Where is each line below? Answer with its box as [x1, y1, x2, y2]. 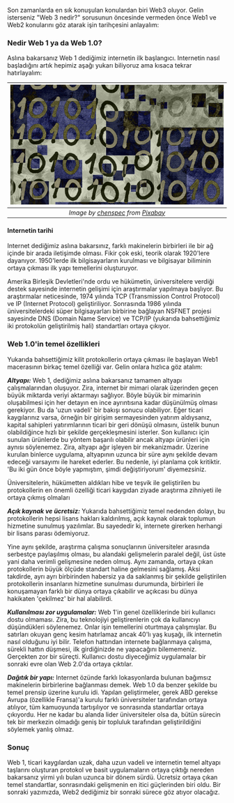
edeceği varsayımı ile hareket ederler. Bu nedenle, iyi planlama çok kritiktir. [7, 457, 221, 466]
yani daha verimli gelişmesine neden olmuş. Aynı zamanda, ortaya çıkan [7, 557, 214, 565]
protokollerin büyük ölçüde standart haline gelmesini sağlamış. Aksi [7, 565, 201, 573]
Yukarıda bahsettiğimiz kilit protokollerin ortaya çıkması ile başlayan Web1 [7, 355, 218, 363]
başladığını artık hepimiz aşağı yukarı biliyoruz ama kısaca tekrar [7, 61, 192, 70]
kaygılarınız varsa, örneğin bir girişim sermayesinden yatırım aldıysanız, [7, 413, 212, 421]
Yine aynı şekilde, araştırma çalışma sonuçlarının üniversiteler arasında [7, 542, 210, 551]
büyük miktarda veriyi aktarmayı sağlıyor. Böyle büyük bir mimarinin [7, 390, 201, 399]
